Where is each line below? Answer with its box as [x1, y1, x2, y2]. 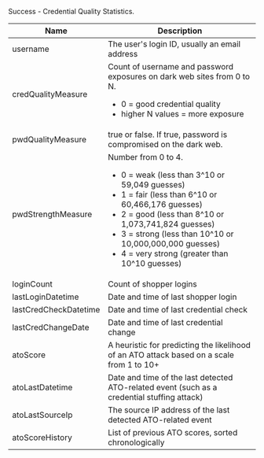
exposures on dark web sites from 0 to [107, 71, 250, 82]
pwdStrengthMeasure [12, 209, 93, 220]
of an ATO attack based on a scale [107, 349, 234, 360]
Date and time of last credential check [107, 305, 247, 315]
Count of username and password [107, 61, 234, 72]
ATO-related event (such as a [107, 382, 218, 393]
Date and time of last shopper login [107, 291, 237, 302]
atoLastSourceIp [12, 409, 73, 420]
